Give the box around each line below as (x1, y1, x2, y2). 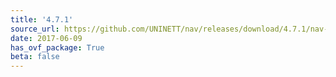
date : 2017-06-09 (10, 33, 83, 43)
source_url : (10, 24, 60, 34)
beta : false (10, 52, 60, 62)
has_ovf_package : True (10, 42, 105, 53)
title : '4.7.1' (10, 14, 74, 25)
